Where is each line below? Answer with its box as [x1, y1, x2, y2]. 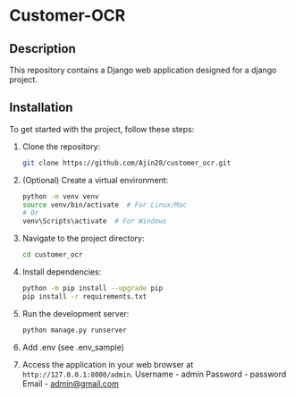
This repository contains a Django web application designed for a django [9, 64, 277, 75]
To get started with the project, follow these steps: [9, 123, 195, 134]
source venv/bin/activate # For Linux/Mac [21, 200, 188, 209]
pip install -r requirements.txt [21, 292, 147, 301]
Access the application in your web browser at [21, 359, 194, 369]
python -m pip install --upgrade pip [21, 284, 164, 293]
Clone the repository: [21, 140, 101, 152]
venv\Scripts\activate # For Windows [21, 216, 167, 226]
